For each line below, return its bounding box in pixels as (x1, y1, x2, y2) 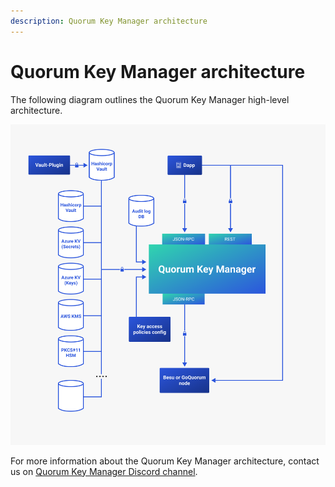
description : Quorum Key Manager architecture (10, 16, 208, 26)
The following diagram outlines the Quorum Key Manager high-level (10, 93, 290, 105)
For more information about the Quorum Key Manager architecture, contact (10, 455, 320, 467)
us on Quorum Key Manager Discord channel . (10, 465, 198, 477)
